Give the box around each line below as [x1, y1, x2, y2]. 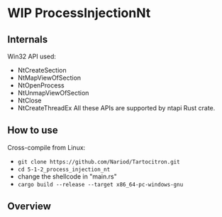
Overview [7, 201, 52, 213]
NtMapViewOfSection [17, 73, 82, 82]
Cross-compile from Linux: [7, 143, 86, 152]
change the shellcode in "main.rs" [17, 172, 117, 181]
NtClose [17, 96, 42, 105]
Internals [7, 33, 48, 46]
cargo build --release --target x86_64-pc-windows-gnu [17, 181, 184, 188]
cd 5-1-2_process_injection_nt [17, 166, 111, 173]
